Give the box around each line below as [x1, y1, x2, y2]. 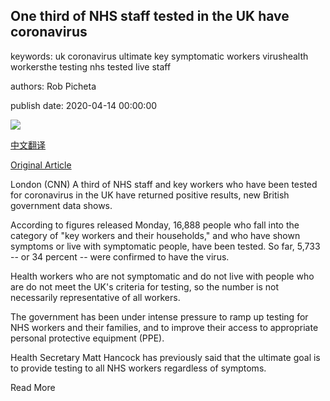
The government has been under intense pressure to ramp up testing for [10, 310, 309, 323]
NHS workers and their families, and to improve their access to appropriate [10, 321, 319, 333]
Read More [10, 381, 56, 393]
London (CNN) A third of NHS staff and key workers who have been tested [10, 178, 318, 190]
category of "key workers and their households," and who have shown [10, 229, 301, 241]
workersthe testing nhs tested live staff [10, 60, 172, 73]
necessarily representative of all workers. [10, 291, 181, 303]
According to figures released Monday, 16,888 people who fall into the [10, 219, 300, 231]
